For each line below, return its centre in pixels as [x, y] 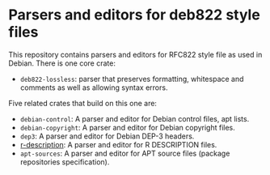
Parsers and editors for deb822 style [134, 15]
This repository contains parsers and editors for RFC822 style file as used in [135, 54]
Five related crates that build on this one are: [83, 103]
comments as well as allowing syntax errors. [94, 87]
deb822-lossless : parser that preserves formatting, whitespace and [132, 79]
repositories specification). [65, 162]
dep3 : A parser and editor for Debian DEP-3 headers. [107, 136]
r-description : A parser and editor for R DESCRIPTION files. [118, 144]
